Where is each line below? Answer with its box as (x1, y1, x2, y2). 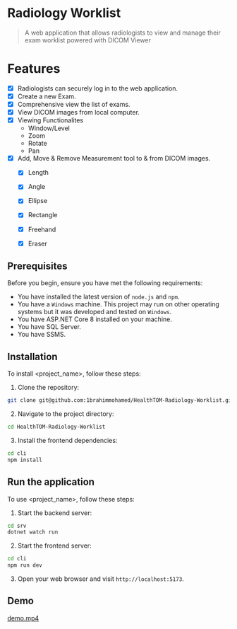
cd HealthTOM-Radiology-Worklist (7, 423, 106, 431)
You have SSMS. (17, 330, 66, 339)
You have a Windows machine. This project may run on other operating (17, 300, 220, 308)
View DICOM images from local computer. (17, 108, 140, 117)
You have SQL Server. (17, 323, 81, 331)
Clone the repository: (17, 383, 80, 392)
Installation (7, 350, 58, 362)
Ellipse (28, 197, 48, 205)
